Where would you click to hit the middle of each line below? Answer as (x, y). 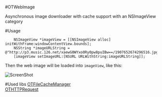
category (14, 21)
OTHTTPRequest (22, 89)
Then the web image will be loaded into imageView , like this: (64, 65)
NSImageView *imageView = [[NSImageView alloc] (62, 40)
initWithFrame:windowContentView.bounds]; (48, 44)
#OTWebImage (20, 7)
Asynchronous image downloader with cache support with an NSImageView (81, 16)
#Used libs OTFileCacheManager (38, 84)
